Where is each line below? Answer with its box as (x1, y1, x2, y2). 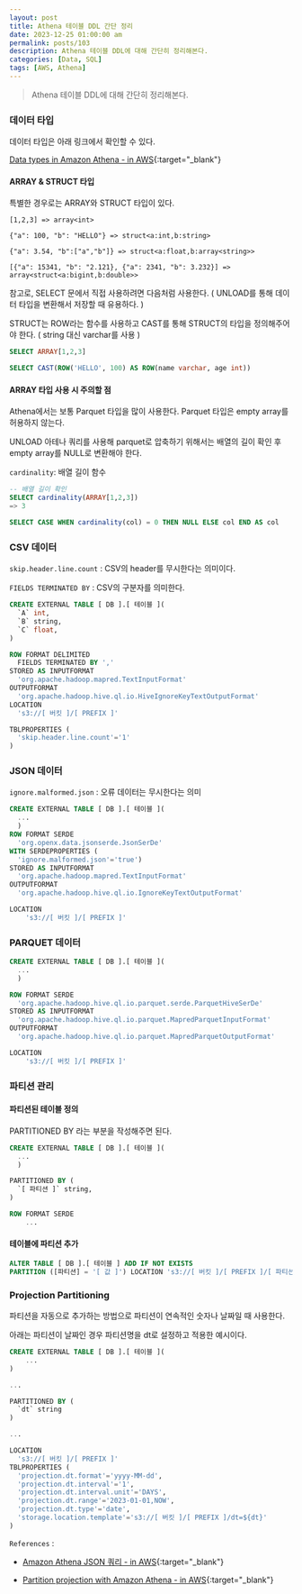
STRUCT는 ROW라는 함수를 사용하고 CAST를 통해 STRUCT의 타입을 (9, 318, 252, 329)
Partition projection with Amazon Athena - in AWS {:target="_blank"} (22, 1574, 274, 1585)
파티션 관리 (9, 1079, 55, 1092)
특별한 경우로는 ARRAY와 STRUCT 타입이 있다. (9, 197, 175, 208)
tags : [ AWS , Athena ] (9, 64, 87, 73)
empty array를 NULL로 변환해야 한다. (9, 448, 142, 459)
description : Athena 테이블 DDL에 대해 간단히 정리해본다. (9, 47, 209, 56)
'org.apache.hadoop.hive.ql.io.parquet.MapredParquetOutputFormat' (17, 1033, 276, 1042)
